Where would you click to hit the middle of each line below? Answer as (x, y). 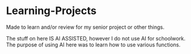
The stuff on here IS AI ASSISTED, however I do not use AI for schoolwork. (96, 38)
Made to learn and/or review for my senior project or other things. (85, 27)
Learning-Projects (51, 11)
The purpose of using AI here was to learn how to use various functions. (93, 45)
